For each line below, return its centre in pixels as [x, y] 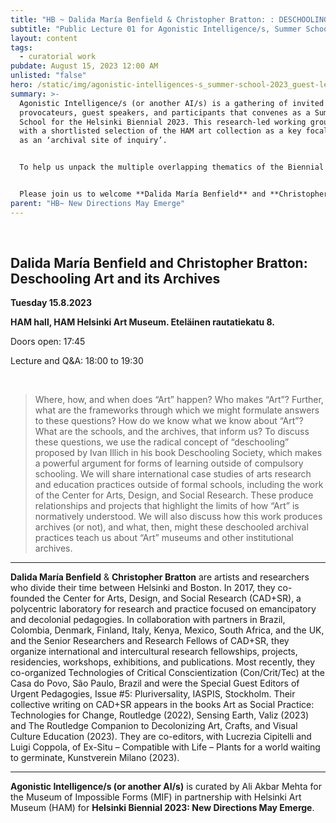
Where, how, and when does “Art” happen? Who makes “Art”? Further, [179, 400]
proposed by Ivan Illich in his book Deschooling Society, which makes [178, 453]
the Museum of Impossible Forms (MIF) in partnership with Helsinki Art [156, 797]
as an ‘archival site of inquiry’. [93, 141]
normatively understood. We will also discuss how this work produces [178, 517]
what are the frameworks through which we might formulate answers [177, 410]
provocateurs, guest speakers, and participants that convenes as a [165, 112]
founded [28, 598]
